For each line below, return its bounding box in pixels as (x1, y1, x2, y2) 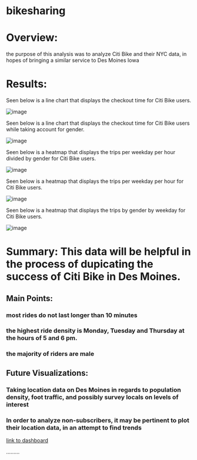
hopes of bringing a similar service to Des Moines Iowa (6, 57, 139, 64)
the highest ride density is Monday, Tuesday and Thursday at (6, 326, 185, 335)
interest (6, 400, 29, 408)
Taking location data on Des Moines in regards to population (6, 385, 181, 394)
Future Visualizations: (6, 368, 89, 378)
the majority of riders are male (6, 350, 95, 358)
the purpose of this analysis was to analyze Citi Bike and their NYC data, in (6, 51, 187, 58)
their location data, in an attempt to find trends (6, 424, 142, 432)
